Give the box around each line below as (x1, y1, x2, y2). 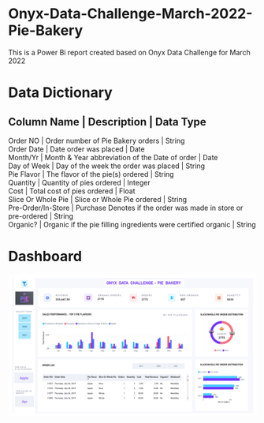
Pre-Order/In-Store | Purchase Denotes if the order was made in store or (8, 203, 244, 212)
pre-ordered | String (8, 211, 73, 221)
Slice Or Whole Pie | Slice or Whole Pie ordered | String (8, 194, 188, 204)
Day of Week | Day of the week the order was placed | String (8, 161, 206, 170)
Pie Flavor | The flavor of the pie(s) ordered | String (8, 169, 175, 178)
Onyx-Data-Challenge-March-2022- (8, 5, 253, 23)
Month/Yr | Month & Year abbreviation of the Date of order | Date (8, 152, 218, 162)
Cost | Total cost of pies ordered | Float (8, 186, 136, 196)
